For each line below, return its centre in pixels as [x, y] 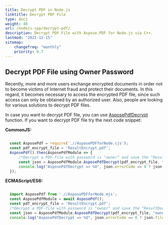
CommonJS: [18, 130]
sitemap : [14, 42]
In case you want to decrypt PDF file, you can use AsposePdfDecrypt [77, 115]
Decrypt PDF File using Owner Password [69, 72]
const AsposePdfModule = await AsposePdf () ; [57, 199]
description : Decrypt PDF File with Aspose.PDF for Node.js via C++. [79, 33]
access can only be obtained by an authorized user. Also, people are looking [84, 100]
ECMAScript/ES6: [24, 181]
